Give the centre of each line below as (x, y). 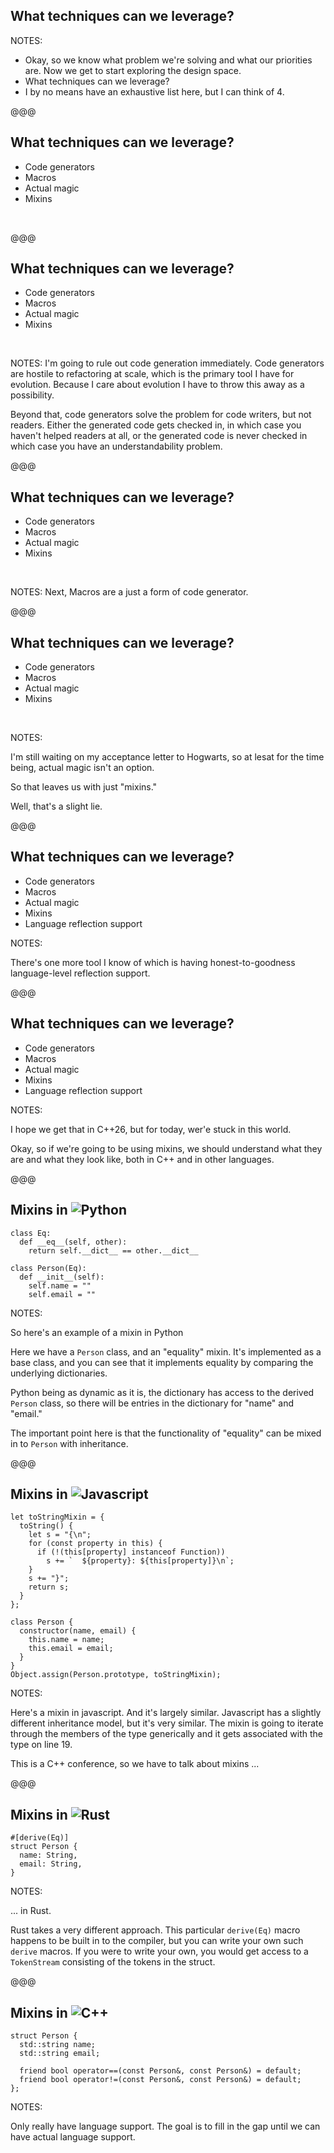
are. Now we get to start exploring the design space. (133, 70)
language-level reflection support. (80, 973)
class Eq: (31, 1233)
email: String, (51, 1864)
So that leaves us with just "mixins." (84, 787)
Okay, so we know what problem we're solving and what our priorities (168, 60)
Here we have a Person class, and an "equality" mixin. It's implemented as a (166, 1351)
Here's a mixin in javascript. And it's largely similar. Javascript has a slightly (166, 1713)
